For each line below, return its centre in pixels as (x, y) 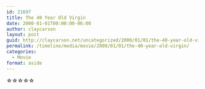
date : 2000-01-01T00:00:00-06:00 (49, 23)
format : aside (24, 63)
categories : (21, 52)
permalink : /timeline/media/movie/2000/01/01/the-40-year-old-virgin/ (98, 46)
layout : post (23, 35)
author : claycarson (31, 29)
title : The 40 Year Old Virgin (46, 18)
